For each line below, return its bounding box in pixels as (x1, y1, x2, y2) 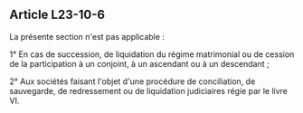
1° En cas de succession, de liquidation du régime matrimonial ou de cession (9, 49, 295, 60)
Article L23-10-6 (9, 7, 106, 23)
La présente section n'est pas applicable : (9, 31, 166, 42)
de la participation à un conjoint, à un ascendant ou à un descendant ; (9, 58, 270, 69)
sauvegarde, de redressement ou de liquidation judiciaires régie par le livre (9, 85, 288, 96)
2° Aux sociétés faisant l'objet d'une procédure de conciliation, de (9, 76, 256, 87)
